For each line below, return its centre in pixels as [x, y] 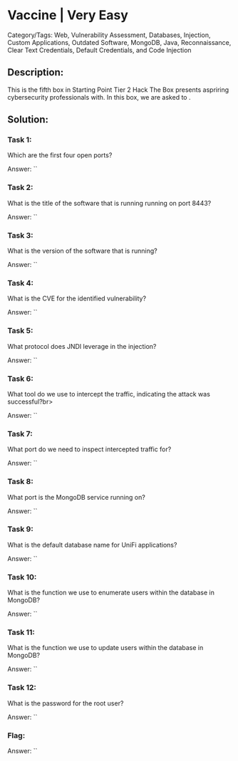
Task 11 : [21, 632]
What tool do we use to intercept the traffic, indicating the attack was [109, 394]
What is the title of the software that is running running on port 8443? [109, 203]
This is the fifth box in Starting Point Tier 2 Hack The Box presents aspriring [118, 90]
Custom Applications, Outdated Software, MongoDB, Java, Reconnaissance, [119, 42]
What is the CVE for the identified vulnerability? [77, 298]
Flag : [16, 735]
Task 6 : [20, 379]
